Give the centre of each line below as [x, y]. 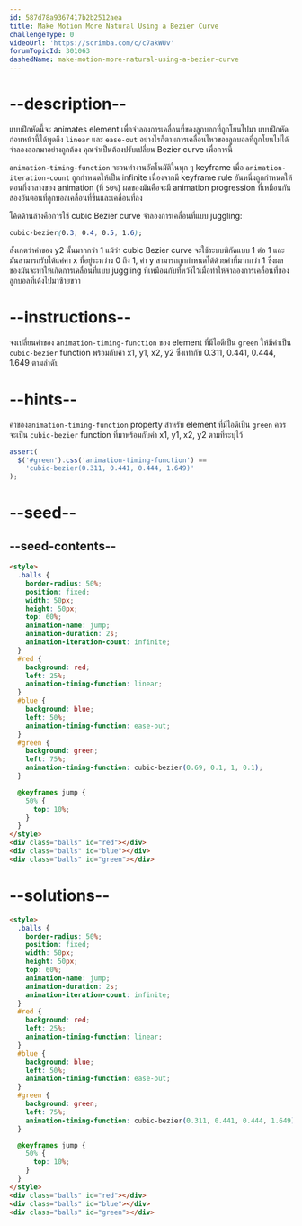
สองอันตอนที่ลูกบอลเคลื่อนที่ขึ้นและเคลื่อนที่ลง [76, 197]
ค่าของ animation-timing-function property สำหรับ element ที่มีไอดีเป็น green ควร [148, 424]
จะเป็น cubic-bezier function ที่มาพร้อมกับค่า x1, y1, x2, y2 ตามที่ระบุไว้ [126, 434]
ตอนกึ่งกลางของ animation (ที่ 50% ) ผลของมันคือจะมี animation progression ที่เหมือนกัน [151, 187]
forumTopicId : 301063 [50, 51]
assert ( [24, 451]
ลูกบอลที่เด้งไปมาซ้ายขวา [45, 280]
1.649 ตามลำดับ [34, 362]
